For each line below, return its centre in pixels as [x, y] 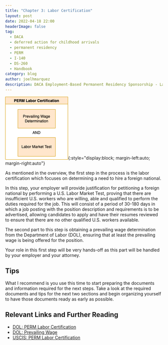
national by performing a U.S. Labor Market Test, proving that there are [78, 193]
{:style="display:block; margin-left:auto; [109, 158]
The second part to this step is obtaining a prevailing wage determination [80, 229]
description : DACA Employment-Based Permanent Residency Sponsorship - [81, 85]
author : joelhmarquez [28, 79]
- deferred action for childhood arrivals [54, 43]
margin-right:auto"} [25, 163]
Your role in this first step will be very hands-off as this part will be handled [82, 250]
